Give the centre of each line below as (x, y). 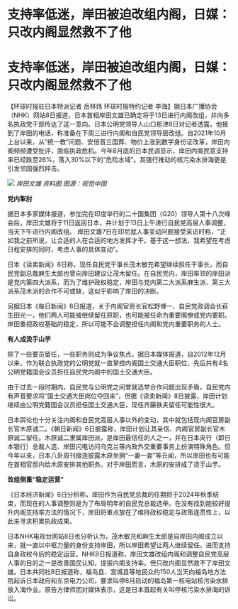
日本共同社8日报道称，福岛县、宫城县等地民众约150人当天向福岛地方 (120, 572)
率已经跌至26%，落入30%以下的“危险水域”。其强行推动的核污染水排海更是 (117, 160)
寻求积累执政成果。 (47, 521)
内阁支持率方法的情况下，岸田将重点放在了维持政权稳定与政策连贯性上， (119, 512)
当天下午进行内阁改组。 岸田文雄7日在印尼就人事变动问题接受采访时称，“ (114, 232)
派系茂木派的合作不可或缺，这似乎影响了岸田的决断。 (85, 291)
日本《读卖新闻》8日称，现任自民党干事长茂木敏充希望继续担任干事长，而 (115, 264)
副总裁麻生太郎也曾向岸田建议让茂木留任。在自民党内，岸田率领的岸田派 (125, 274)
